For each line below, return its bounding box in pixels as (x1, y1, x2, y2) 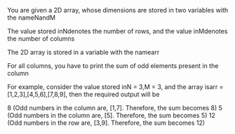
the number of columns (7, 34, 75, 43)
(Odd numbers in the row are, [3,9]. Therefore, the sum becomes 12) (7, 119, 206, 127)
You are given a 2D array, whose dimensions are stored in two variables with (7, 6, 229, 14)
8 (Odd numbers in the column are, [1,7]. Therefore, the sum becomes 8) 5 (7, 104, 223, 112)
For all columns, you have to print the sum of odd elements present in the (7, 62, 219, 69)
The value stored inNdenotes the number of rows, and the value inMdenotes (7, 27, 228, 35)
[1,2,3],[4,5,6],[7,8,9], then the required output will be (7, 91, 160, 98)
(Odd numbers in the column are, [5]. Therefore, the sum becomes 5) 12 (7, 112, 215, 119)
